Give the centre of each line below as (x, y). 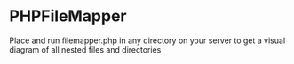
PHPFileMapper (68, 16)
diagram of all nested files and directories (85, 49)
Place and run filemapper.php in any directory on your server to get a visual (147, 40)
